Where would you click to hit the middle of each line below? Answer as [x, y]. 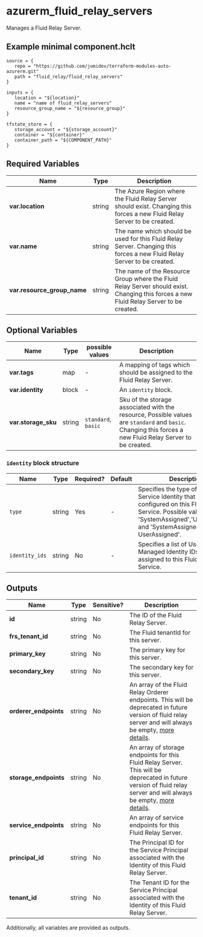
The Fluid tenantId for [160, 633]
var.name [23, 246]
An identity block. [146, 390]
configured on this [164, 504]
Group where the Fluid [146, 279]
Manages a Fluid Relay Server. [44, 28]
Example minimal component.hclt [71, 47]
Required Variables [43, 164]
